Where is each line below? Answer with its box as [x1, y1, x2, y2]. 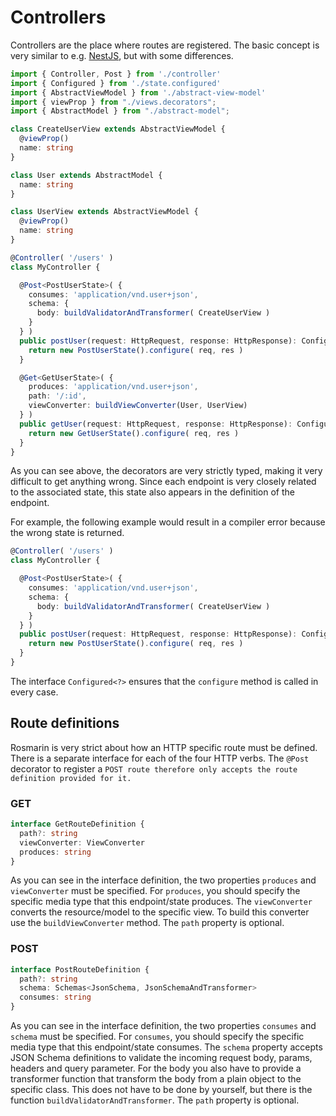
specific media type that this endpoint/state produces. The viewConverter [10, 896, 313, 908]
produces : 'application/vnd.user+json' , [28, 382, 199, 392]
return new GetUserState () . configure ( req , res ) [28, 428, 240, 438]
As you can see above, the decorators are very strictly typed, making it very [10, 465, 323, 477]
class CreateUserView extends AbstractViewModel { [10, 124, 226, 135]
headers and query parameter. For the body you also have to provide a [10, 1062, 302, 1075]
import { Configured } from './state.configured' [10, 78, 222, 88]
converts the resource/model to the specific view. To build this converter [10, 906, 310, 918]
